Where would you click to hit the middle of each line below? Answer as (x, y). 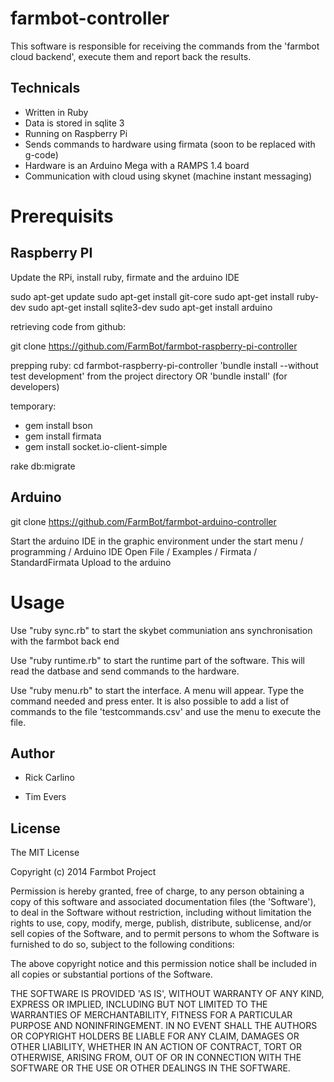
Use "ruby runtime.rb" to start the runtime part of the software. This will (157, 660)
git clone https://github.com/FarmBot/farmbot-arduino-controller (143, 521)
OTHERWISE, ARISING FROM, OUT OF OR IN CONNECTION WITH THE (156, 1058)
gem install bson (58, 425)
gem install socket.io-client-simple (96, 446)
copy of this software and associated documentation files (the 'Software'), (163, 902)
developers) (35, 386)
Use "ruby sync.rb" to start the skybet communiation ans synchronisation (161, 630)
